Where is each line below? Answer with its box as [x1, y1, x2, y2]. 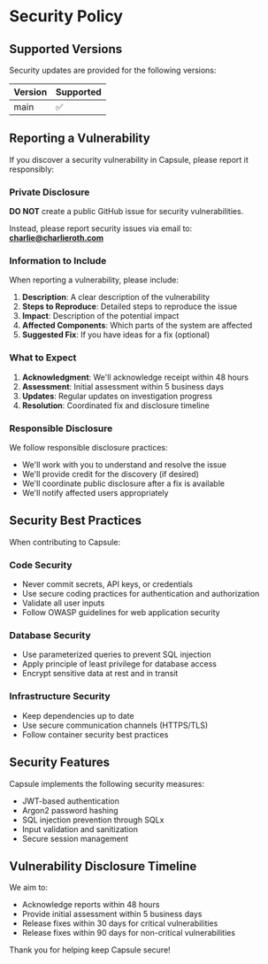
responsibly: [9, 164, 55, 174]
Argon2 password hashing [21, 805, 119, 815]
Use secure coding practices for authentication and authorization [21, 589, 260, 599]
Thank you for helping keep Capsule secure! [9, 945, 171, 955]
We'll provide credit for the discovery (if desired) [21, 469, 199, 479]
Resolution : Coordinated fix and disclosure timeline [21, 400, 210, 411]
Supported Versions [9, 42, 122, 57]
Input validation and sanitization [21, 823, 139, 834]
